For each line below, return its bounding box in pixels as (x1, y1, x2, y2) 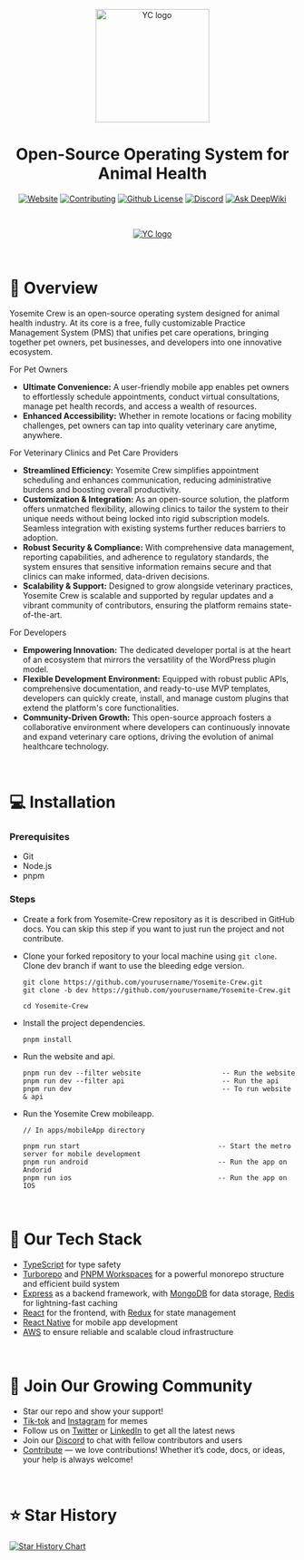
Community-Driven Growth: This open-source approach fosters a (22, 712, 272, 723)
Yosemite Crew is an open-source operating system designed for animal (9, 307, 279, 318)
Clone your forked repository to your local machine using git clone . (22, 951, 278, 961)
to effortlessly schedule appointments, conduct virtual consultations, (22, 391, 279, 402)
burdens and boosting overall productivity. (22, 483, 181, 494)
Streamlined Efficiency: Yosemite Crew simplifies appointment (22, 464, 260, 475)
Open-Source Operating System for (15, 144, 289, 165)
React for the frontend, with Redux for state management (22, 1307, 237, 1318)
